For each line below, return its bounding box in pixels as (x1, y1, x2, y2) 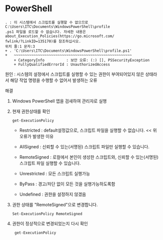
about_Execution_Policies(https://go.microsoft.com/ (5, 34, 115, 39)
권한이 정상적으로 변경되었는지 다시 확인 (12, 220, 88, 226)
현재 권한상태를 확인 (12, 108, 50, 114)
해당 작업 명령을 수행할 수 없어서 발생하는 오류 (10, 77, 98, 83)
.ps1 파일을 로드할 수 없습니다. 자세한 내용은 (5, 29, 86, 34)
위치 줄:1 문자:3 (5, 44, 35, 49)
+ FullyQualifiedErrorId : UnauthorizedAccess (14, 62, 110, 67)
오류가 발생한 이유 (19, 133, 54, 139)
